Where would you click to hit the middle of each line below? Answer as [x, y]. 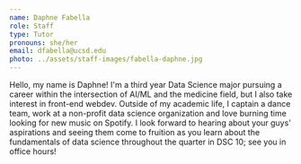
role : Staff [31, 26]
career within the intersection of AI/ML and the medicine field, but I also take [151, 94]
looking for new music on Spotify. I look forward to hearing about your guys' [150, 123]
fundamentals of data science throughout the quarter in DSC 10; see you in [148, 142]
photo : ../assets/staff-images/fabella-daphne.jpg [106, 59]
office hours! [33, 151]
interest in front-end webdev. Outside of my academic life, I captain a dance [150, 104]
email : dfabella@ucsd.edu [58, 51]
